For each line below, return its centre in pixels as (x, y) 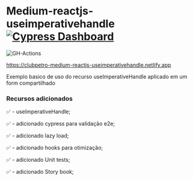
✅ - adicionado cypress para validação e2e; (61, 124)
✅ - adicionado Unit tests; (38, 160)
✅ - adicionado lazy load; (38, 136)
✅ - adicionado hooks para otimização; (55, 148)
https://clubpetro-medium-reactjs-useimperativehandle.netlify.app (89, 65)
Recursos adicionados (40, 99)
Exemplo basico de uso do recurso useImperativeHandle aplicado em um (97, 76)
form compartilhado (31, 83)
